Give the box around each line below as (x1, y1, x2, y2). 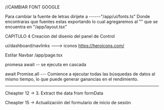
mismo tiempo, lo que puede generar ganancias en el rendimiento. (5, 76, 139, 82)
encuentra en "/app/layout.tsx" (5, 24, 67, 30)
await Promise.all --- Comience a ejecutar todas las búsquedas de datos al (5, 71, 155, 77)
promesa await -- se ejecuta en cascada (5, 62, 86, 67)
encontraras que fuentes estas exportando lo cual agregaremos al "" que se (5, 19, 158, 24)
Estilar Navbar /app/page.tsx (5, 52, 63, 58)
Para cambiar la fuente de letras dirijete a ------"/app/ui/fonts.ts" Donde (5, 14, 150, 19)
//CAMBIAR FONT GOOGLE (5, 4, 60, 10)
